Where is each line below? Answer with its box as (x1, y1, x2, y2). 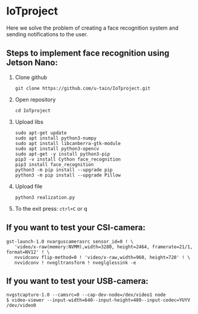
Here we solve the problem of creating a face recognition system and (6, 24, 179, 31)
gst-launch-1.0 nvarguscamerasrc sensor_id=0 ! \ (6, 239, 134, 245)
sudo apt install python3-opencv (14, 146, 100, 152)
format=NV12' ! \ (6, 249, 50, 255)
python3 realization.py (14, 194, 75, 200)
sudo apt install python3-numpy (14, 135, 97, 141)
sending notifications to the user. (6, 30, 88, 37)
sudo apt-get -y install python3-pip (14, 151, 110, 157)
